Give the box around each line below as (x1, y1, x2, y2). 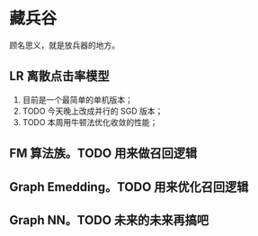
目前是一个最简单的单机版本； (22, 94, 133, 104)
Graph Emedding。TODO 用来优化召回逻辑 (9, 179, 249, 195)
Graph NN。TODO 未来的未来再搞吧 (9, 213, 209, 228)
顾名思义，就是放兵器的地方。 (9, 40, 120, 50)
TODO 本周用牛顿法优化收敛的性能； (22, 116, 158, 127)
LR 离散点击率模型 (9, 68, 110, 84)
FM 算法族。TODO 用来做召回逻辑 (9, 146, 198, 161)
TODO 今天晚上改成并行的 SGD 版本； (22, 105, 164, 116)
